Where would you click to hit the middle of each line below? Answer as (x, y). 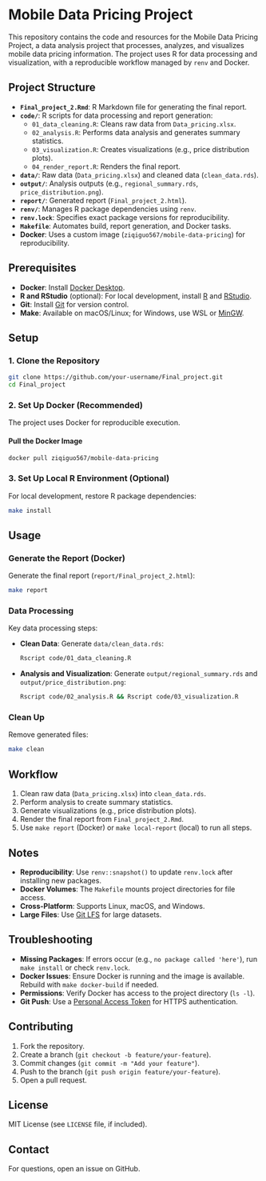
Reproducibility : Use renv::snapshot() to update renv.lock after (126, 872)
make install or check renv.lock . (75, 967)
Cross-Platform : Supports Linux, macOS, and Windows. (112, 906)
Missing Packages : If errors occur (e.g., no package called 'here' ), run (139, 959)
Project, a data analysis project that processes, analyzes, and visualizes (127, 45)
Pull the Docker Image (46, 441)
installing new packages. (61, 880)
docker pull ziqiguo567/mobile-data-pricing (83, 458)
